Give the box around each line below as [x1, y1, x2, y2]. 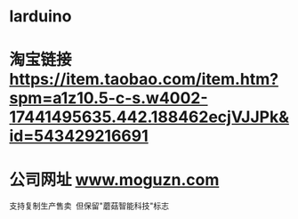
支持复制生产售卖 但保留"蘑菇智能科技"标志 [9, 200, 169, 211]
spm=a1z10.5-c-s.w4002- [9, 88, 208, 109]
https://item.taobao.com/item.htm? [9, 69, 278, 90]
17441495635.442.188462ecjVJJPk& [9, 107, 290, 127]
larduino [9, 6, 72, 27]
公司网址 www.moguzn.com [9, 169, 220, 190]
